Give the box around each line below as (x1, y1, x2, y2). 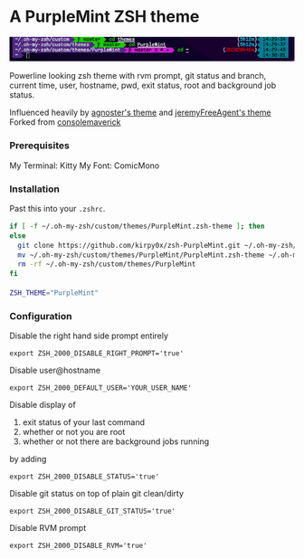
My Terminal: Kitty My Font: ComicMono (9, 160, 160, 171)
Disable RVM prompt (9, 523, 87, 534)
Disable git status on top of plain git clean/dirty (9, 488, 184, 499)
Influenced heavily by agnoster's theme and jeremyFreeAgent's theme (9, 107, 271, 118)
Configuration (9, 309, 72, 322)
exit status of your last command (22, 417, 146, 428)
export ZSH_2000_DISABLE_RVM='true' (9, 541, 147, 551)
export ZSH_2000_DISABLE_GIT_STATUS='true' (9, 507, 176, 516)
